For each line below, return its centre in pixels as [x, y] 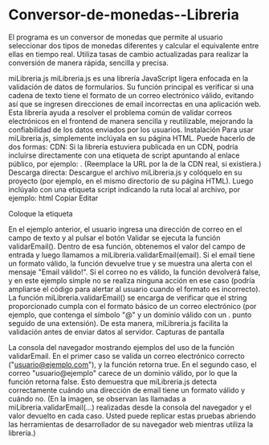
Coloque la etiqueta [41, 213]
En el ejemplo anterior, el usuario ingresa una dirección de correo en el [125, 229]
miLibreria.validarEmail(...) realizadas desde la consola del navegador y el [130, 407]
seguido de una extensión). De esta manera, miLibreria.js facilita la [118, 323]
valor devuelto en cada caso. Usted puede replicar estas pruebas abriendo [132, 415]
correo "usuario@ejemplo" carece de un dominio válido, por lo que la [123, 373]
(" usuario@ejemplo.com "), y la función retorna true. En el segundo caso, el [132, 365]
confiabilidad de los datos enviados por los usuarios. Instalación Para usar [131, 130]
